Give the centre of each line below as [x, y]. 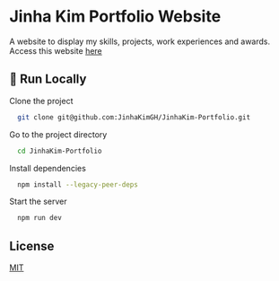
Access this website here [56, 50]
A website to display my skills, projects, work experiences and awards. [140, 41]
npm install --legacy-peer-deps [78, 184]
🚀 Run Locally [48, 79]
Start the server [38, 202]
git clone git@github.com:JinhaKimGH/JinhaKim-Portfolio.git [134, 117]
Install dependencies [48, 168]
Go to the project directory [58, 134]
